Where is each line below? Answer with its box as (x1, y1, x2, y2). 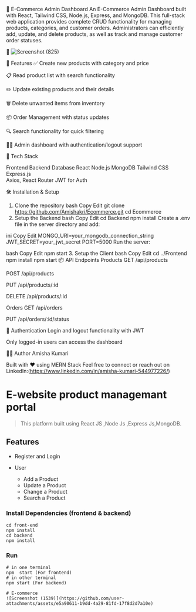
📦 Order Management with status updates (6, 114, 110, 121)
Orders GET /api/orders (6, 304, 63, 311)
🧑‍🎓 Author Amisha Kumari (6, 350, 69, 357)
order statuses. (6, 37, 43, 44)
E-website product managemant (6, 388, 167, 401)
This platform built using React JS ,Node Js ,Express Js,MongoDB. (20, 420, 182, 427)
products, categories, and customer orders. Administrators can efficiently (6, 24, 184, 31)
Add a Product (23, 475, 59, 483)
